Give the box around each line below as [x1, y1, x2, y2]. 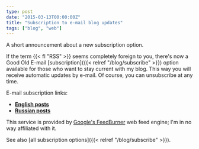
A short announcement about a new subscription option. [6, 41, 144, 48]
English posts [14, 101, 49, 108]
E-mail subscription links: [6, 89, 68, 96]
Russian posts [14, 107, 51, 114]
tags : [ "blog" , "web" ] [6, 25, 62, 31]
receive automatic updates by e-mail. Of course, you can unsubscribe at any [6, 72, 193, 79]
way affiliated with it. [6, 125, 57, 132]
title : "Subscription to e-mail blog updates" [6, 20, 123, 25]
